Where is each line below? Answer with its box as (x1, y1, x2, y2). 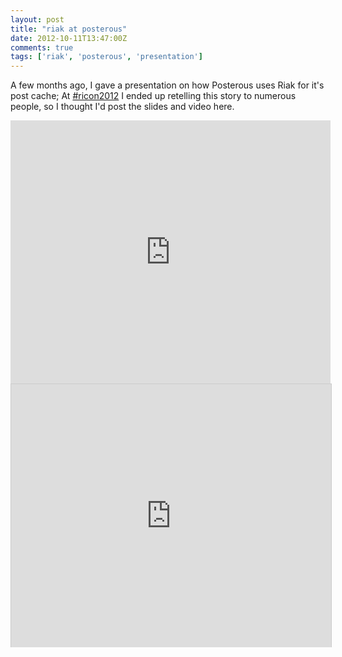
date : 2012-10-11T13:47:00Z (10, 33, 128, 43)
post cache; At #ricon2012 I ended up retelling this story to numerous (10, 90, 297, 102)
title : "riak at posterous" (10, 24, 128, 34)
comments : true (10, 42, 74, 53)
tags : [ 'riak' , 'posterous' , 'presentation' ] (10, 52, 203, 62)
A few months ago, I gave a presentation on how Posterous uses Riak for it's (10, 79, 325, 91)
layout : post (10, 14, 65, 25)
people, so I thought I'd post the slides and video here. (10, 101, 235, 113)
